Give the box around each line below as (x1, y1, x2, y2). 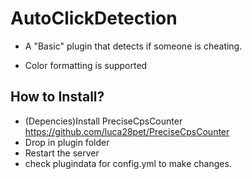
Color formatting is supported (24, 59, 148, 71)
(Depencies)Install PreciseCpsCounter (24, 115, 183, 127)
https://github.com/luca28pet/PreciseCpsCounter (24, 125, 230, 137)
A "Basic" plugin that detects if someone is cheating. (24, 40, 243, 52)
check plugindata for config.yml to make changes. (24, 157, 232, 169)
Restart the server (24, 147, 100, 159)
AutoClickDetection (10, 7, 178, 30)
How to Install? (10, 88, 105, 106)
